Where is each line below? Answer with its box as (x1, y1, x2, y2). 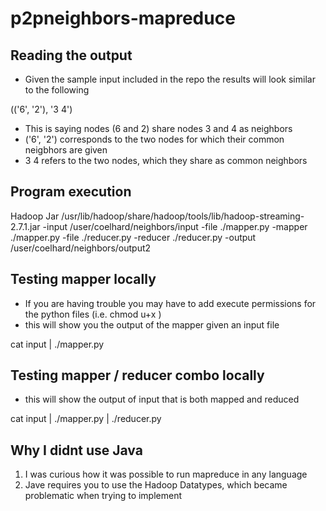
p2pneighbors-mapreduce (10, 7, 236, 30)
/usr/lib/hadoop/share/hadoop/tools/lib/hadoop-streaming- (61, 210, 305, 222)
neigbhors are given (24, 144, 108, 156)
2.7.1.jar (10, 220, 41, 232)
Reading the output (10, 47, 133, 64)
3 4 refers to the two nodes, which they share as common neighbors (24, 155, 308, 166)
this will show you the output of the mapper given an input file (24, 318, 280, 331)
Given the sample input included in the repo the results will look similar (24, 73, 316, 85)
